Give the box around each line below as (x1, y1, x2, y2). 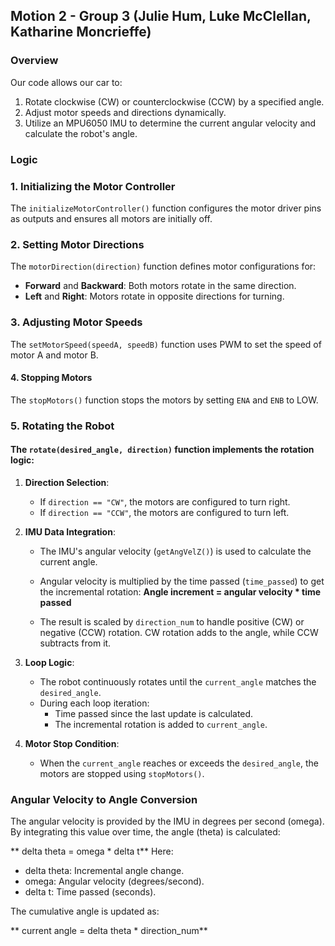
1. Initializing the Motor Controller (10, 179, 176, 193)
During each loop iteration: (39, 697, 150, 709)
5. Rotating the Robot (10, 419, 115, 433)
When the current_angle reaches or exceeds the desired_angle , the (39, 757, 320, 769)
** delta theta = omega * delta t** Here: (10, 845, 174, 858)
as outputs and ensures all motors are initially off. (10, 212, 213, 224)
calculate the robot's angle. (24, 127, 138, 139)
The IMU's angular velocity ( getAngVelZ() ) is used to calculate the (39, 545, 312, 557)
